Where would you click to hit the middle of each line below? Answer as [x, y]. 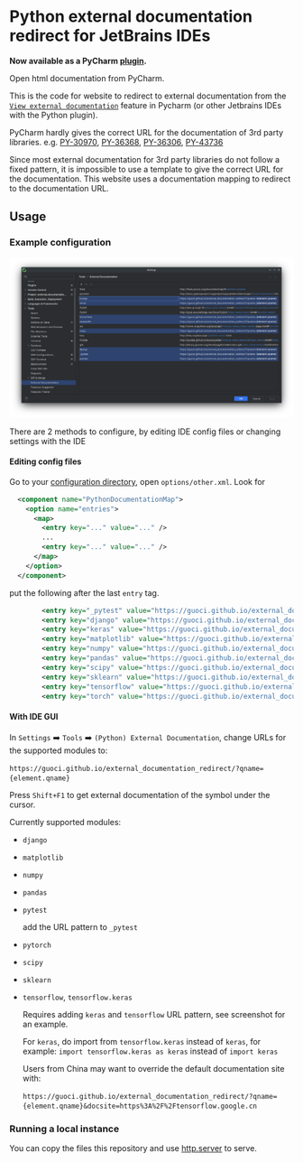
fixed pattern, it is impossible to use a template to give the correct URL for [147, 169]
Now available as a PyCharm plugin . [78, 60]
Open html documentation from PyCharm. [87, 78]
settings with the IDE [48, 441]
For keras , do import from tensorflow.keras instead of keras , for [142, 1041]
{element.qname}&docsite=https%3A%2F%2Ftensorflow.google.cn [140, 1106]
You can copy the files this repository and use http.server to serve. [133, 1148]
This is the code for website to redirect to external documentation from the [148, 96]
